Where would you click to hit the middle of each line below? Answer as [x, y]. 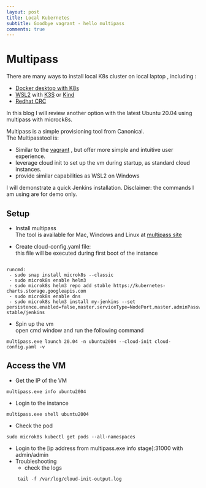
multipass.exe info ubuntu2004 [46, 392]
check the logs [43, 467]
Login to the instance [42, 403]
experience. [30, 156]
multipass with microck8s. [39, 119]
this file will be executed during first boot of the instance [86, 253]
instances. [28, 170]
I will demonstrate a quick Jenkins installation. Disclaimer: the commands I [100, 188]
